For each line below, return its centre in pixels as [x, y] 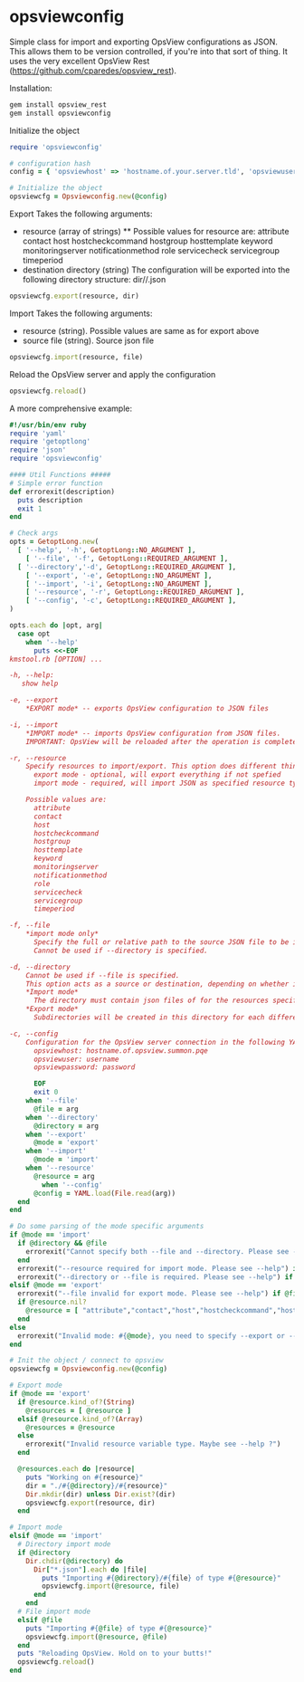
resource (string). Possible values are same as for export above [141, 330]
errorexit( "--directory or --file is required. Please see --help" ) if [156, 1277]
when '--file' [52, 1101]
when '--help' [52, 642]
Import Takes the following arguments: [81, 313]
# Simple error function [56, 483]
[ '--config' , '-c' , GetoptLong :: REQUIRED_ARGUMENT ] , [131, 601]
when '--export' [57, 1134]
